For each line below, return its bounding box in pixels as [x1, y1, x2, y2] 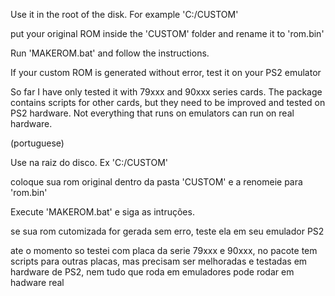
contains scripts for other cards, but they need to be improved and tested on [10, 97, 326, 108]
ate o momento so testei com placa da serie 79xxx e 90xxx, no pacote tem [10, 245, 318, 256]
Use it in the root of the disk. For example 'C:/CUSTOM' [10, 9, 239, 20]
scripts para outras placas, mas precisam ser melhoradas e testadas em [10, 255, 308, 267]
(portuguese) [10, 137, 65, 149]
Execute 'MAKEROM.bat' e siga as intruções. [10, 206, 195, 218]
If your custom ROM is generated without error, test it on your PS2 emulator [10, 67, 322, 78]
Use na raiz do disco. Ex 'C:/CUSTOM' [10, 157, 169, 168]
